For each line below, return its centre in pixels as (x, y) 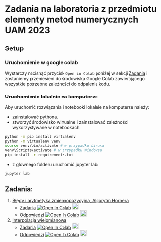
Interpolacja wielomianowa (39, 220)
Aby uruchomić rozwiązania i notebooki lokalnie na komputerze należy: (77, 107)
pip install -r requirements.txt (39, 155)
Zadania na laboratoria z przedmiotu (81, 9)
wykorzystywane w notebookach (46, 128)
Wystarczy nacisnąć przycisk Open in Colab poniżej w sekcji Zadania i (76, 73)
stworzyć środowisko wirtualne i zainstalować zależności (70, 122)
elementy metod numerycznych (72, 20)
